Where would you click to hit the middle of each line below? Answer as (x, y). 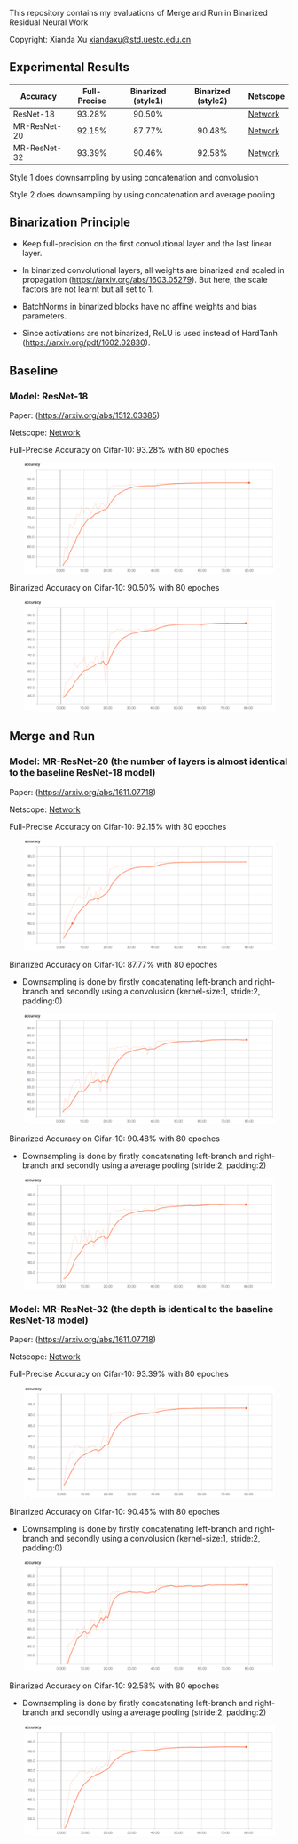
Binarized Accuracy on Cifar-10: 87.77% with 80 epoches (114, 964)
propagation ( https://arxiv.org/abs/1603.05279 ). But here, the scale (145, 280)
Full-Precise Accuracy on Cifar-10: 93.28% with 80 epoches (119, 450)
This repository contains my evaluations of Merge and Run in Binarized (138, 13)
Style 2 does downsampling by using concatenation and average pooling (142, 194)
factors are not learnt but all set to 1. (88, 289)
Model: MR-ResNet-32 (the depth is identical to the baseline (141, 1309)
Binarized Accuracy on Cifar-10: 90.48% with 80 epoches (114, 1139)
